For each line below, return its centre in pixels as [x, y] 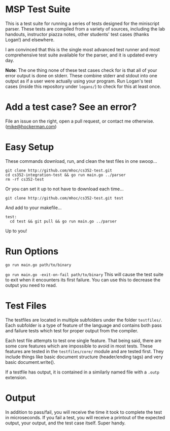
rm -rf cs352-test [25, 179]
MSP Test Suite [38, 9]
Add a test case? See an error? [71, 107]
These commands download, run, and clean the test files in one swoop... [81, 161]
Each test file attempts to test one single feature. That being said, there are [83, 340]
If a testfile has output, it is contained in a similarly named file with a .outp [82, 372]
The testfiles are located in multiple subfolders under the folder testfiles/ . [84, 320]
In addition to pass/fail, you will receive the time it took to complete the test [84, 412]
